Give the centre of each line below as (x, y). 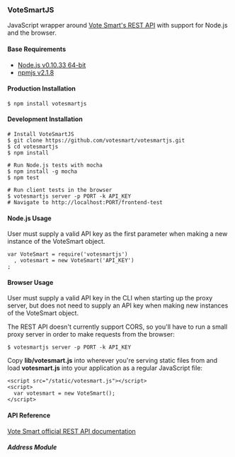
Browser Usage (30, 282)
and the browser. (32, 33)
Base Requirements (36, 49)
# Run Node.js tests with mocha (55, 165)
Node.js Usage (29, 218)
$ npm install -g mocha (42, 171)
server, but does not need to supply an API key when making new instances (118, 305)
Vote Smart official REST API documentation (71, 431)
